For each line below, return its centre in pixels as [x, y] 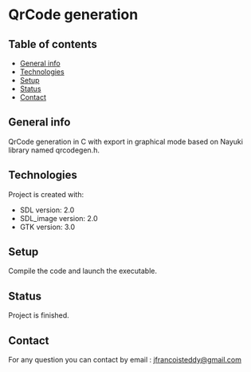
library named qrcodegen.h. [54, 150]
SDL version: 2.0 [47, 210]
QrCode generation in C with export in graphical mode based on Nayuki [125, 141]
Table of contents [53, 44]
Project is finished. [39, 315]
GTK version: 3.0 [47, 227]
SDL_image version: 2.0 [59, 218]
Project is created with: [46, 194]
